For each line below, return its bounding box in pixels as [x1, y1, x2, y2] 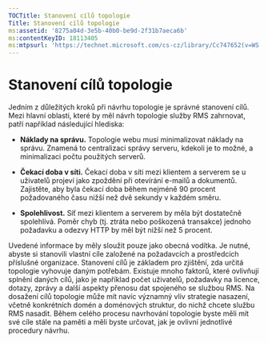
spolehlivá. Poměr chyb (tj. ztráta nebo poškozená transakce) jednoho [19, 217, 252, 226]
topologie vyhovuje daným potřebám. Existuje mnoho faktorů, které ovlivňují [8, 266, 259, 276]
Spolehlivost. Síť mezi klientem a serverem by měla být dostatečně [19, 209, 242, 218]
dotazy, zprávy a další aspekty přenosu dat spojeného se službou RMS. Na [8, 283, 255, 293]
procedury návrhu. [8, 325, 70, 336]
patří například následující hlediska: [8, 119, 125, 129]
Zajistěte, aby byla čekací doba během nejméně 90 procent [19, 185, 216, 194]
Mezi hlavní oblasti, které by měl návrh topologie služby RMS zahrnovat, [8, 111, 246, 121]
